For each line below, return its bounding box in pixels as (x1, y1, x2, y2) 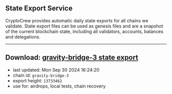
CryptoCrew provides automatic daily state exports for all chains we (5, 17, 148, 23)
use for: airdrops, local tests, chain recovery (12, 83, 106, 89)
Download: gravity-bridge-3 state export (5, 53, 138, 62)
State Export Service (5, 4, 73, 13)
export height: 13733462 (12, 77, 62, 83)
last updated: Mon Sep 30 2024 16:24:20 (12, 67, 100, 73)
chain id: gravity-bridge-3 (12, 72, 69, 78)
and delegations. (5, 34, 41, 40)
